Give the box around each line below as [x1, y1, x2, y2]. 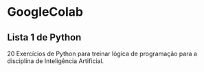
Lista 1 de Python [7, 32, 82, 43]
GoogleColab [7, 4, 84, 20]
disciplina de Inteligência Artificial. [7, 57, 104, 65]
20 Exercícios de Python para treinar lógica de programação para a [7, 49, 198, 58]
